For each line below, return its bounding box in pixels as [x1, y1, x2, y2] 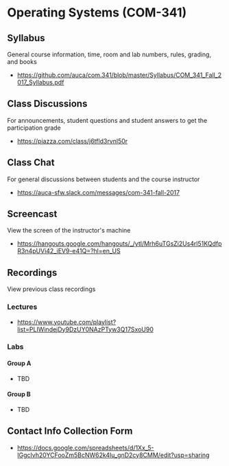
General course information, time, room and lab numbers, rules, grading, [7, 50, 211, 58]
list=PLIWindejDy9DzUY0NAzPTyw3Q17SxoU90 [16, 325, 154, 334]
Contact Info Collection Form [7, 426, 133, 437]
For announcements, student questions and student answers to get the [7, 116, 208, 124]
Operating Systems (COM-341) [7, 5, 187, 21]
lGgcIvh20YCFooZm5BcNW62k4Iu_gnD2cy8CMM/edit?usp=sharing [16, 451, 210, 459]
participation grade [7, 124, 62, 132]
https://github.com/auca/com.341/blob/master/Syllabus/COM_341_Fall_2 [16, 71, 221, 79]
